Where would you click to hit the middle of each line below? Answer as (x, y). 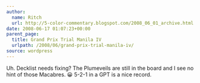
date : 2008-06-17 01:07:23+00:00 (48, 29)
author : (16, 12)
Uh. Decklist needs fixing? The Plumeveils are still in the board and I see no (100, 68)
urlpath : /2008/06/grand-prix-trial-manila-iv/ (73, 46)
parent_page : (23, 34)
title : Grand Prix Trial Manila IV (57, 40)
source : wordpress (29, 51)
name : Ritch (27, 17)
